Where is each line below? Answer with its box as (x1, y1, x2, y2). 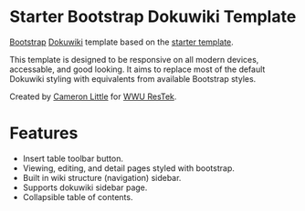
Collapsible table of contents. (22, 191, 133, 202)
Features (9, 123, 79, 144)
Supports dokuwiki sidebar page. (22, 182, 148, 193)
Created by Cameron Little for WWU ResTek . (9, 91, 177, 102)
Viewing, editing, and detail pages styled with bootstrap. (22, 162, 236, 174)
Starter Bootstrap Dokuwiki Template (9, 6, 297, 27)
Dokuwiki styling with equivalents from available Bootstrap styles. (9, 73, 257, 84)
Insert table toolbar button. (22, 153, 123, 164)
